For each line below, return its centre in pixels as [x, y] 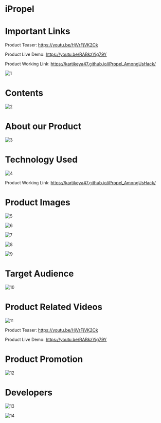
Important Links [38, 32]
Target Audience [39, 274]
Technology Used [41, 160]
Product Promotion [44, 359]
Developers [29, 392]
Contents [24, 93]
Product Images [38, 203]
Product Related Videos [54, 307]
